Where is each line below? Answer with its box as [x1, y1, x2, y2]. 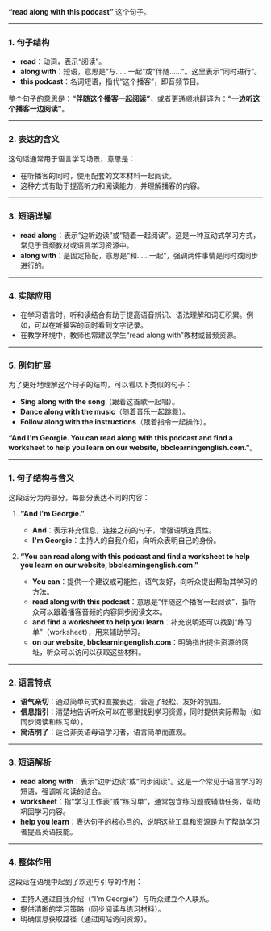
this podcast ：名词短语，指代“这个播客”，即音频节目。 [19, 77, 204, 86]
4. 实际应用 [8, 290, 52, 301]
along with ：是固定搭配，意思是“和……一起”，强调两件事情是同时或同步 [19, 250, 259, 260]
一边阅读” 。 [29, 104, 69, 114]
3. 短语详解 [8, 211, 52, 222]
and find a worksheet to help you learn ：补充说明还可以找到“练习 [31, 616, 252, 627]
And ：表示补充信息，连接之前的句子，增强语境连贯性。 [31, 525, 216, 535]
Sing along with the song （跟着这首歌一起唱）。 [19, 397, 180, 407]
